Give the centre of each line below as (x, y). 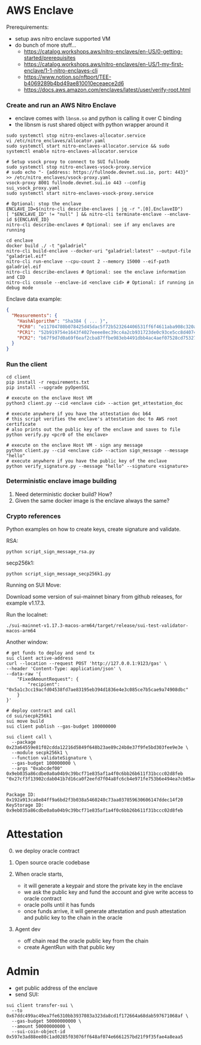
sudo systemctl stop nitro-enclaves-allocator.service (76, 136)
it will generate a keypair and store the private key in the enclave (103, 886)
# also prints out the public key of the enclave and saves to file (93, 430)
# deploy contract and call (41, 711)
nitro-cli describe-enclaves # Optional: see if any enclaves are (91, 225)
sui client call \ (29, 737)
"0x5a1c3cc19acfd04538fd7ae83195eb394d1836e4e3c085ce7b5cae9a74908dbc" (97, 690)
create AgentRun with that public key (69, 947)
